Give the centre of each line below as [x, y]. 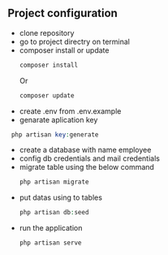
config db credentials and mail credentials [89, 158]
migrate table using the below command [87, 167]
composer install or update [64, 50]
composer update [47, 95]
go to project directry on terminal [75, 41]
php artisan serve [50, 243]
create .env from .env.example [70, 111]
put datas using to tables [61, 197]
